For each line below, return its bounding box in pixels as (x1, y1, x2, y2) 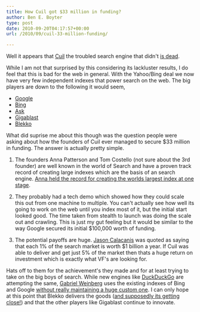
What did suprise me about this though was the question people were (6, 132, 177, 139)
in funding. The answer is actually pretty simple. (6, 145, 124, 152)
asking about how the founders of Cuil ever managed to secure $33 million (6, 138, 190, 145)
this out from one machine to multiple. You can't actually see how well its (14, 200, 195, 207)
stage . (14, 182, 31, 189)
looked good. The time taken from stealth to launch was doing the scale (14, 212, 192, 219)
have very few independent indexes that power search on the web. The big (6, 77, 191, 84)
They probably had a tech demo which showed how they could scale (14, 193, 184, 200)
